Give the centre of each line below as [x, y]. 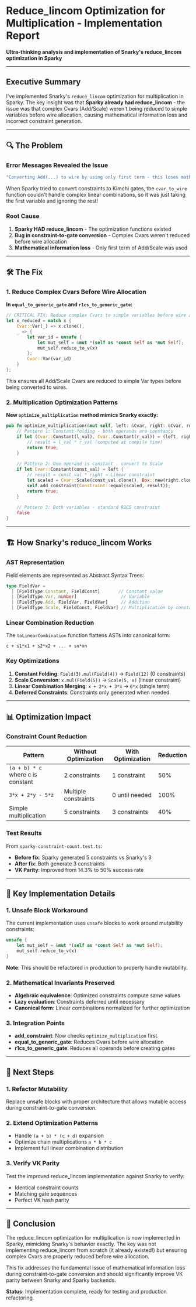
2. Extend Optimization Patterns [52, 1123]
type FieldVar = [26, 586]
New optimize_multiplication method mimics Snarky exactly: [82, 415]
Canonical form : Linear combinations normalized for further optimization [102, 1008]
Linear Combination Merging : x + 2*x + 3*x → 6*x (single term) [92, 686]
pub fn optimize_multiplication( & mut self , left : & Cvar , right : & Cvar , [95, 426]
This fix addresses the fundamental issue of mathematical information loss [96, 1268]
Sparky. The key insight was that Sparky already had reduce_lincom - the [96, 102]
